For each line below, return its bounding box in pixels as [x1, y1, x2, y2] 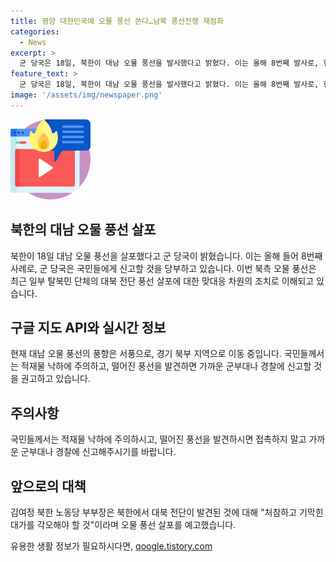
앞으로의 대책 [10, 478, 87, 495]
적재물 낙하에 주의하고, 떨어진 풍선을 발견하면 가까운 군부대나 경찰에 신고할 [20, 360, 312, 372]
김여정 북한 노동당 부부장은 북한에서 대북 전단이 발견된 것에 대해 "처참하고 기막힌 [10, 506, 324, 518]
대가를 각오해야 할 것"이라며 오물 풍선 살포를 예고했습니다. [10, 519, 237, 530]
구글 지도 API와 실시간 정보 [10, 319, 167, 336]
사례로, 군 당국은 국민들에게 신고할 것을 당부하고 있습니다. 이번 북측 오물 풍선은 [10, 262, 317, 274]
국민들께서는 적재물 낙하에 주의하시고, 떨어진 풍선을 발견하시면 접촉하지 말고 [10, 433, 307, 445]
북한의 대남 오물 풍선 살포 [10, 221, 157, 239]
